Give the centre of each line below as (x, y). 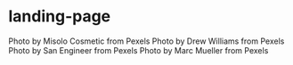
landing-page (60, 16)
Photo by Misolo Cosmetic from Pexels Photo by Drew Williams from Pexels (146, 41)
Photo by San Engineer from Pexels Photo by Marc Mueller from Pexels (138, 50)
